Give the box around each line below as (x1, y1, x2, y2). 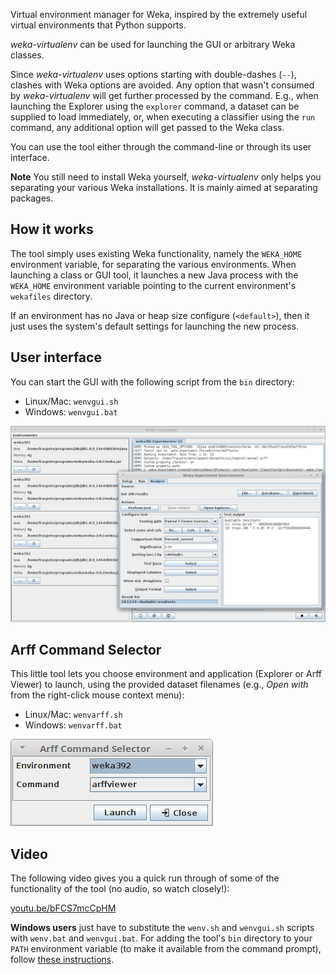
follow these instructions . (10, 954, 115, 966)
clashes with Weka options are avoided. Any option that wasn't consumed (10, 79, 315, 91)
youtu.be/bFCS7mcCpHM (10, 902, 117, 914)
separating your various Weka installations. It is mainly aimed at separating (10, 182, 318, 193)
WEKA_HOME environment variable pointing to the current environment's (10, 279, 297, 291)
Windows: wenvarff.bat (24, 719, 123, 731)
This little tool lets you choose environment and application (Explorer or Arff (10, 668, 323, 680)
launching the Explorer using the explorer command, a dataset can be (10, 100, 300, 112)
